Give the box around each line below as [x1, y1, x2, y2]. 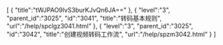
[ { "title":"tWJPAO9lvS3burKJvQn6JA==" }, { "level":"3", [6, 6, 171, 14]
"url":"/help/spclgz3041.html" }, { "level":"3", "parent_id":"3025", [6, 22, 194, 30]
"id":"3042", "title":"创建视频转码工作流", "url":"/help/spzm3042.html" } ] [6, 30, 216, 38]
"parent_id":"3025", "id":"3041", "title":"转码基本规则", [6, 14, 162, 22]
